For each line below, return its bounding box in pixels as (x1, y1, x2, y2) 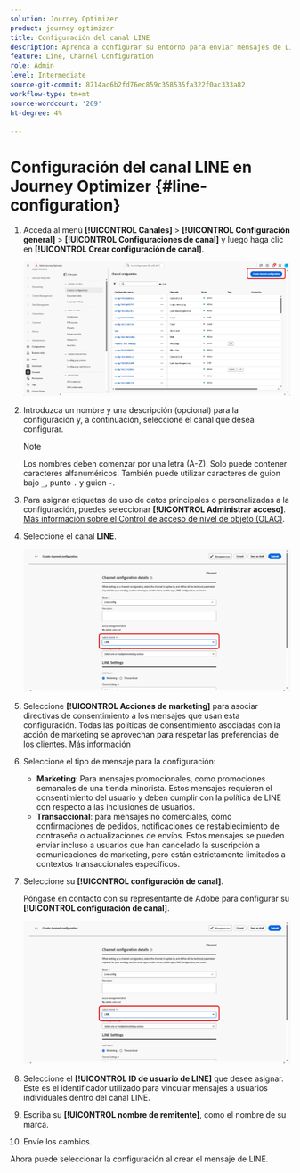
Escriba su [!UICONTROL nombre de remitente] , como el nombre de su (22, 1109, 287, 1119)
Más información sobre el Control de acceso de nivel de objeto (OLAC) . (22, 513, 286, 524)
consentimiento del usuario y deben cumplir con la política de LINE (36, 792, 282, 803)
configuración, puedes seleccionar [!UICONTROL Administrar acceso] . (22, 504, 287, 515)
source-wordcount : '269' (10, 99, 102, 108)
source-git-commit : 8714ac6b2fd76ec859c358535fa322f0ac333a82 (10, 80, 246, 89)
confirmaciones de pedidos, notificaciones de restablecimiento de (36, 821, 280, 831)
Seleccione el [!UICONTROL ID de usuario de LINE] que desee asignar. (22, 1073, 284, 1084)
